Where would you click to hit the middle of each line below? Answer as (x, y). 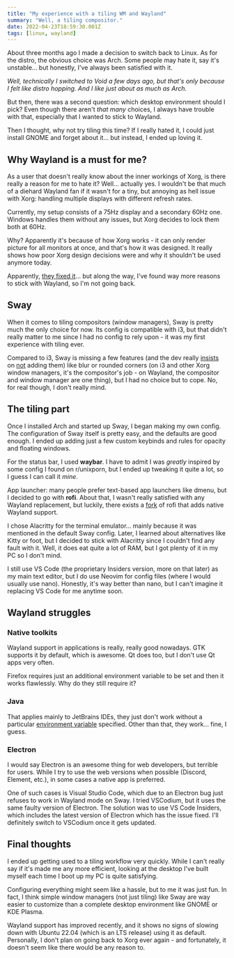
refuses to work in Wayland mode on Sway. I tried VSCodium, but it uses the (117, 800)
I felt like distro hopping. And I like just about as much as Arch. (97, 88)
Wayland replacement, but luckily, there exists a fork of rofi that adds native (116, 505)
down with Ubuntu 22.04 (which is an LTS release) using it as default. (107, 932)
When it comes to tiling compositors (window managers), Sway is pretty (110, 322)
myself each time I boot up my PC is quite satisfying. (83, 876)
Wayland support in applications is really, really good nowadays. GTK (106, 647)
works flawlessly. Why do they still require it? (72, 684)
